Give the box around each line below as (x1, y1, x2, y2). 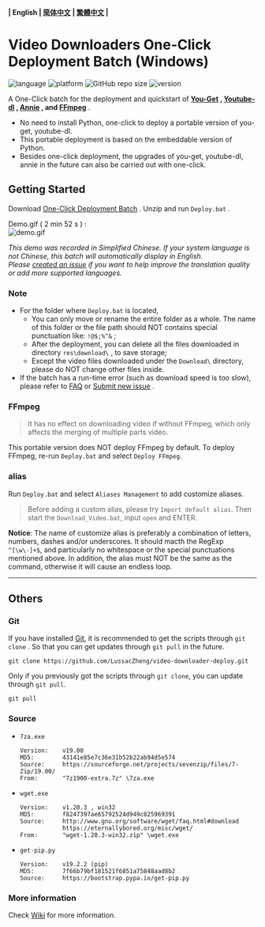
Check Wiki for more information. (8, 910, 116, 920)
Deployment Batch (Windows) (8, 53, 209, 70)
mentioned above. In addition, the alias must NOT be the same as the (8, 553, 233, 562)
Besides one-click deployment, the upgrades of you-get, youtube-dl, (19, 151, 244, 161)
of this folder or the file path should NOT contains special (31, 323, 218, 332)
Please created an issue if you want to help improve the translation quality (8, 259, 251, 269)
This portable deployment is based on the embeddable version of (19, 134, 233, 144)
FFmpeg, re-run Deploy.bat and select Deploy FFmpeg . (8, 451, 182, 461)
